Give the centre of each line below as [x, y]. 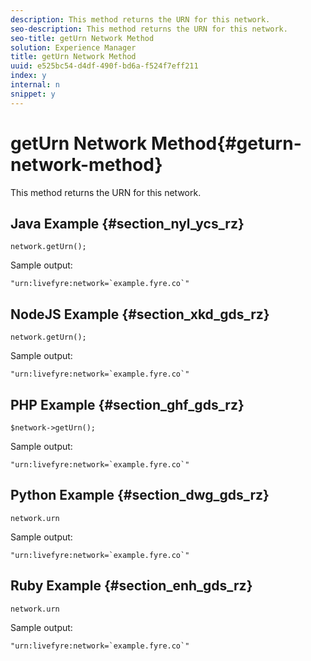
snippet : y [33, 94]
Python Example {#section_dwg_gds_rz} [140, 495]
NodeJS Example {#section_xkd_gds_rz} [140, 314]
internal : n [35, 85]
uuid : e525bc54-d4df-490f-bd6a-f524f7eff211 [104, 66]
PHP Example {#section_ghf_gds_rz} [127, 404]
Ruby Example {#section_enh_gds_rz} [131, 586]
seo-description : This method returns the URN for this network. [149, 29]
